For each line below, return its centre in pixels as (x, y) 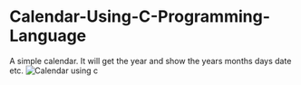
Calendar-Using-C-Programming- (140, 17)
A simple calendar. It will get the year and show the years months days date (150, 61)
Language (48, 36)
